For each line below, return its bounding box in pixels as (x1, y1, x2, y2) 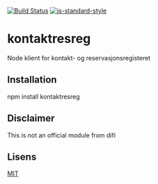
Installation (7, 74, 57, 86)
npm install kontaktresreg (7, 92, 80, 101)
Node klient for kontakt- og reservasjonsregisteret (7, 53, 151, 62)
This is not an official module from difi (7, 131, 116, 139)
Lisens (7, 151, 37, 162)
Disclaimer (7, 112, 55, 124)
